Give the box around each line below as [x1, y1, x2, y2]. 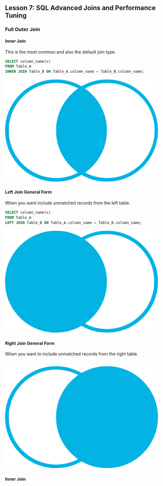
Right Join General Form [5, 340, 55, 346]
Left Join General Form [5, 189, 52, 195]
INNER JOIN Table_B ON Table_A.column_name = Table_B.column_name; [5, 69, 145, 74]
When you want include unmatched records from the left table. [5, 200, 130, 206]
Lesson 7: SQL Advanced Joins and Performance [5, 4, 156, 12]
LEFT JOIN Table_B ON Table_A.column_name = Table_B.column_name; [5, 220, 142, 225]
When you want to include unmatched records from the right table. [5, 351, 138, 357]
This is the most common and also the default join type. [5, 49, 116, 55]
